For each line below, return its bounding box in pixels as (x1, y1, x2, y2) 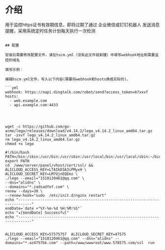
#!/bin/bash (5, 150, 29, 155)
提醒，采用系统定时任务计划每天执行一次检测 (5, 28, 96, 33)
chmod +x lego (5, 141, 34, 146)
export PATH (5, 158, 29, 163)
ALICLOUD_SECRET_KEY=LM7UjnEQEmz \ (5, 171, 78, 176)
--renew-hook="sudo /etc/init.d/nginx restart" (5, 193, 107, 198)
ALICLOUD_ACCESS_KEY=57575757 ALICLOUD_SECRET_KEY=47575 (5, 232, 126, 237)
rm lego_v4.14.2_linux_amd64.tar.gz (5, 137, 80, 142)
